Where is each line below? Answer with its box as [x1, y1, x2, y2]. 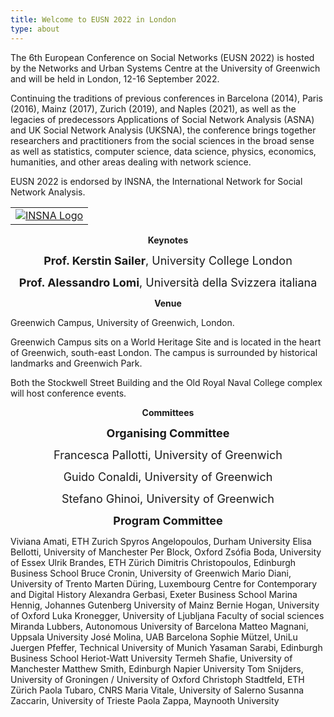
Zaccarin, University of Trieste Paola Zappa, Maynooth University [10, 694, 280, 706]
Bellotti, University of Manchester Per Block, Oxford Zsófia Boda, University [10, 546, 322, 558]
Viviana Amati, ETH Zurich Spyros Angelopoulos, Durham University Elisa [10, 535, 312, 547]
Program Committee [113, 513, 223, 528]
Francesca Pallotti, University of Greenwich [53, 447, 283, 462]
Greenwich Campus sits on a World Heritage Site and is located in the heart [10, 336, 322, 348]
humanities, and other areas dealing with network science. [10, 156, 252, 168]
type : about [10, 24, 60, 34]
